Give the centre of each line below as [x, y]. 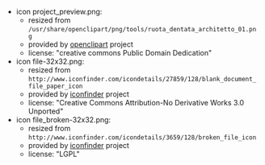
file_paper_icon [55, 86]
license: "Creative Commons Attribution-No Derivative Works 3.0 [136, 103]
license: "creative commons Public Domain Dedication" [120, 53]
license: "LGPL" [54, 154]
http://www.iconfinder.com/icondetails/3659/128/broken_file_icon [142, 138]
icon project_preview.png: [59, 12]
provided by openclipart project [80, 44]
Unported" [46, 111]
